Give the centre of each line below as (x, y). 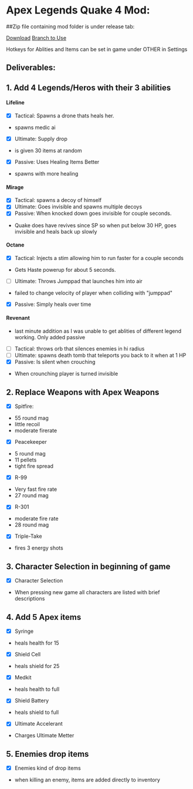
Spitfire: (24, 406)
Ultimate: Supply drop (41, 139)
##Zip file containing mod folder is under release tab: (70, 26)
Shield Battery (32, 701)
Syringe (24, 631)
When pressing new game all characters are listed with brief (87, 592)
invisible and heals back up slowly (56, 231)
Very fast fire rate (36, 489)
